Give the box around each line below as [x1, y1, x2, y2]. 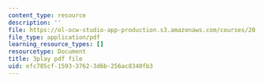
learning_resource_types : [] [8, 41, 104, 48]
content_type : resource [8, 11, 87, 20]
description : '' [8, 19, 62, 27]
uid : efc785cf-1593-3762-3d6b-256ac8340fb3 [8, 62, 154, 70]
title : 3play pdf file [8, 55, 83, 63]
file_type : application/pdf [8, 33, 101, 41]
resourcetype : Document [8, 48, 87, 55]
